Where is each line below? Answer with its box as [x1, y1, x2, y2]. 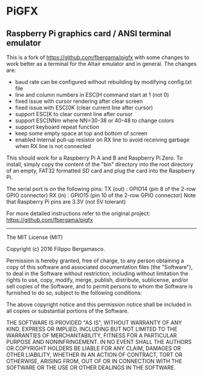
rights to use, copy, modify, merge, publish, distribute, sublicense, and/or [6, 276, 188, 284]
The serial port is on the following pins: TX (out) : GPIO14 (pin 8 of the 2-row [6, 186, 196, 192]
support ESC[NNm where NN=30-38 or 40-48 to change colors [14, 117, 174, 124]
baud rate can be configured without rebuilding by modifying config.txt [14, 79, 192, 85]
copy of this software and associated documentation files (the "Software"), [6, 264, 193, 270]
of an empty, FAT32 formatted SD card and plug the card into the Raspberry [6, 167, 195, 174]
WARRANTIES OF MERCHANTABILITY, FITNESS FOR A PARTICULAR [6, 332, 177, 339]
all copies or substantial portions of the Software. [6, 307, 129, 314]
